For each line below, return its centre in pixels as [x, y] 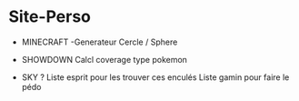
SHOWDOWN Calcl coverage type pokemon [105, 59]
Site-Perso [50, 17]
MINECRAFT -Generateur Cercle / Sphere [100, 42]
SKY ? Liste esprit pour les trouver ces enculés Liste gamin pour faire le [155, 77]
